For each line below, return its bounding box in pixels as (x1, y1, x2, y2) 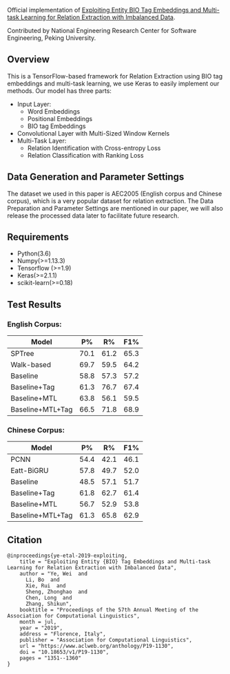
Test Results (7, 299, 62, 310)
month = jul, (19, 619, 57, 626)
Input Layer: (17, 100, 52, 108)
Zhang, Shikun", (25, 600, 72, 608)
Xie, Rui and (25, 582, 67, 589)
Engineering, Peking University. (7, 34, 96, 42)
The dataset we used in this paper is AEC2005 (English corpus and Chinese (7, 189, 222, 198)
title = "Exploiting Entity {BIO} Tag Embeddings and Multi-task (19, 558, 211, 565)
